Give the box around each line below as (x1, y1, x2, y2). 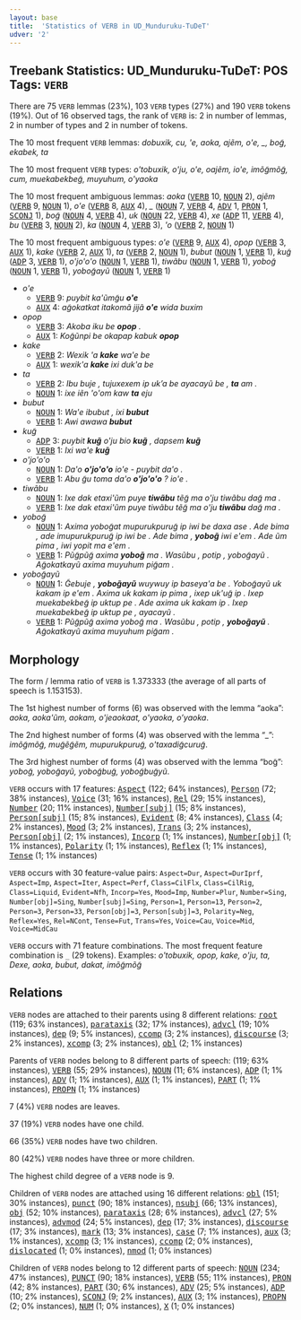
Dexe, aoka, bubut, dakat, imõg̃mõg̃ (9, 960, 142, 969)
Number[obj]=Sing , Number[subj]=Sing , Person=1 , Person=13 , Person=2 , (9, 896, 262, 907)
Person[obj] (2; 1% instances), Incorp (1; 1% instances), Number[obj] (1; (9, 831, 292, 841)
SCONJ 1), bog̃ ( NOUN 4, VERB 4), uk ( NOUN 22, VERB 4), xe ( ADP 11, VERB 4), (9, 210, 284, 221)
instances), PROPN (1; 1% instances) (9, 1083, 141, 1094)
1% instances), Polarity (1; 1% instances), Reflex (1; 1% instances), (9, 840, 267, 851)
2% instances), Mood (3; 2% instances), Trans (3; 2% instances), (9, 821, 252, 832)
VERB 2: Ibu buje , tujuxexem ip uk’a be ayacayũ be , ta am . (35, 378, 258, 389)
